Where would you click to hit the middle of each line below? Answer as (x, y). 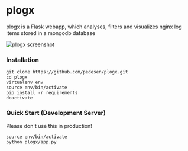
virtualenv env (25, 83)
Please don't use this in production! (49, 126)
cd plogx (17, 78)
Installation (23, 60)
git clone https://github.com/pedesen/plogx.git (67, 72)
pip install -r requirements (42, 93)
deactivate (20, 98)
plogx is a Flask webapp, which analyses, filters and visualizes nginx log (94, 27)
